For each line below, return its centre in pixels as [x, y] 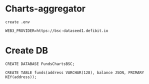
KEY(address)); [21, 77]
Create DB [27, 51]
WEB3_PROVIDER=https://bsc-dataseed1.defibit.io [57, 30]
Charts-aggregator [45, 9]
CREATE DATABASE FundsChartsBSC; [40, 64]
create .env [17, 22]
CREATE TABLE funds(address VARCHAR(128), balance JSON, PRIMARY [74, 72]
